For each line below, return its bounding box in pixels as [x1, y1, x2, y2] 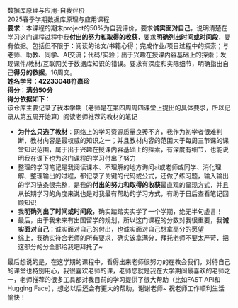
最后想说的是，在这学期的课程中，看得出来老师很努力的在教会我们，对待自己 [7, 258, 231, 266]
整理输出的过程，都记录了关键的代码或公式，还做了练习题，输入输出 [30, 172, 229, 180]
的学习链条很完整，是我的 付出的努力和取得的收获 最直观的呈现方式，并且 [17, 181, 229, 189]
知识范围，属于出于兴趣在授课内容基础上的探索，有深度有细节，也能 [23, 145, 223, 154]
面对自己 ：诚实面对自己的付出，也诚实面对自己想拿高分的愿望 [23, 225, 204, 233]
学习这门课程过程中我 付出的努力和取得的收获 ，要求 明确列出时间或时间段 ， [7, 33, 225, 41]
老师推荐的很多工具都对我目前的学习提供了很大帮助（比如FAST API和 [19, 275, 221, 283]
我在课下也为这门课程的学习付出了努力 [23, 154, 136, 162]
